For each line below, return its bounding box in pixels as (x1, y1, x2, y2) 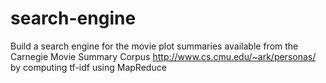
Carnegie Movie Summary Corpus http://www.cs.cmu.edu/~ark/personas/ (10, 50, 317, 62)
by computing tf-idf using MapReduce (10, 61, 167, 73)
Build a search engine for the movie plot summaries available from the (10, 40, 299, 52)
